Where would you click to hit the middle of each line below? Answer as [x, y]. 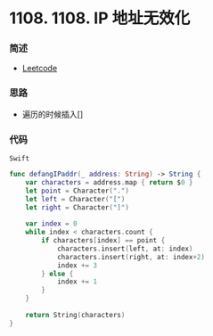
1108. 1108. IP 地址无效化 [100, 18]
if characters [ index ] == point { [103, 241]
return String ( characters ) [75, 315]
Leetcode [40, 69]
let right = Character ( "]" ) [77, 207]
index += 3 [77, 265]
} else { [57, 274]
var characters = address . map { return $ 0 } [109, 182]
